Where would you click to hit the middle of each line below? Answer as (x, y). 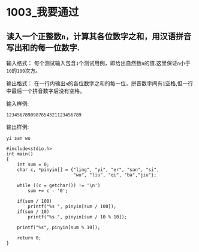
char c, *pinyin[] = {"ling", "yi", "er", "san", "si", (88, 170)
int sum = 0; (33, 164)
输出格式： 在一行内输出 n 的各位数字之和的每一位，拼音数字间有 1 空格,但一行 (100, 83)
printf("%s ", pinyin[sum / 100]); (72, 206)
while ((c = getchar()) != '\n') (59, 185)
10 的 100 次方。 (23, 70)
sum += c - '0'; (48, 191)
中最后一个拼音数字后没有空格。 (46, 91)
